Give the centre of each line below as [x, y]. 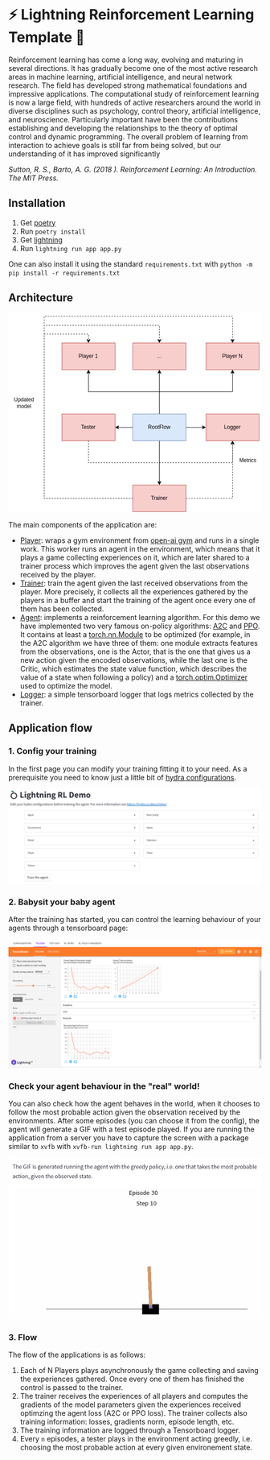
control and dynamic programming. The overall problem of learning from [128, 136]
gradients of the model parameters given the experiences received [131, 1404]
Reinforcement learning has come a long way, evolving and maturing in [126, 60]
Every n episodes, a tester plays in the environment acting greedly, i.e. [136, 1438]
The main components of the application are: [83, 524]
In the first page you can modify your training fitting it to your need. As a [128, 768]
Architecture [41, 298]
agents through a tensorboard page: [68, 928]
